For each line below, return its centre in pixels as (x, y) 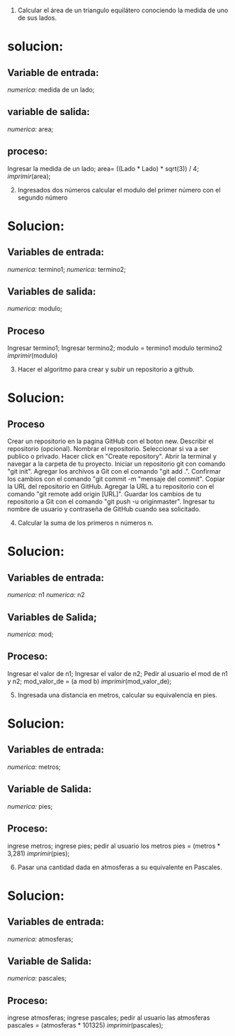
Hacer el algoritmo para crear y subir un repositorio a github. (106, 369)
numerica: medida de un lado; (51, 89)
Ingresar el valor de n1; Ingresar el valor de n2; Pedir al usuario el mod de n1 (117, 673)
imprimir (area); (29, 176)
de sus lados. (37, 18)
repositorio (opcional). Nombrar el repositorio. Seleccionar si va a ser (108, 449)
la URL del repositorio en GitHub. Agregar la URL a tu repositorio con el (111, 486)
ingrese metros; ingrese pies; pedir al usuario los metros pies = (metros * (114, 846)
